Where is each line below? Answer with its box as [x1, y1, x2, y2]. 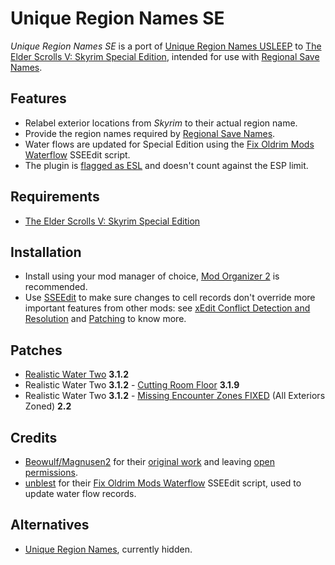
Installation [10, 243, 82, 261]
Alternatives [10, 517, 90, 534]
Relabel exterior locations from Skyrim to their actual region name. [24, 117, 298, 129]
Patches [10, 342, 63, 359]
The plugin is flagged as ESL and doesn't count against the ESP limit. [24, 159, 309, 171]
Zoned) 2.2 [24, 400, 72, 412]
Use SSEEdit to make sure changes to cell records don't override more [24, 292, 316, 304]
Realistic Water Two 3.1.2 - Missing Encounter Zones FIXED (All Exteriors [24, 390, 326, 402]
